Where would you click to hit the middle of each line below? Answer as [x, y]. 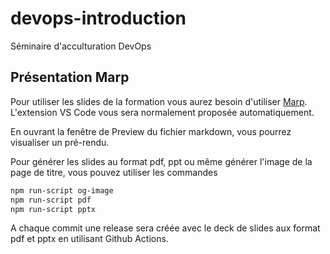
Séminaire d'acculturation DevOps [81, 46]
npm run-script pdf [51, 200]
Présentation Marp [70, 77]
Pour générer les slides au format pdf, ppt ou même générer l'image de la [161, 161]
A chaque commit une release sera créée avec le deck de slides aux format [165, 228]
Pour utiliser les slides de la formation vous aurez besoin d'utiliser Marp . [159, 101]
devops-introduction [98, 18]
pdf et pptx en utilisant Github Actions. [89, 239]
